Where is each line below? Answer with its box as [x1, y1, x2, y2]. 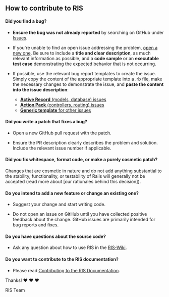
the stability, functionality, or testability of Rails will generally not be [5, 173, 145, 179]
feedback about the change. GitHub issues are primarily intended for [12, 217, 155, 223]
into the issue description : [12, 86, 69, 92]
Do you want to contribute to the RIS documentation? [5, 256, 119, 262]
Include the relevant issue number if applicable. [12, 145, 111, 151]
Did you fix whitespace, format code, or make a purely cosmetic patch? [5, 157, 158, 163]
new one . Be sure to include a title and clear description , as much [12, 50, 151, 56]
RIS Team [5, 287, 25, 293]
